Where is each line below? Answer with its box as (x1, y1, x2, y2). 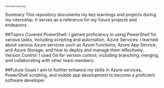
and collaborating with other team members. (5, 58, 95, 63)
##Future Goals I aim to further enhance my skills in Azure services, (5, 67, 142, 73)
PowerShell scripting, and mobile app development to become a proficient (5, 72, 155, 78)
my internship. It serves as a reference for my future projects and (5, 17, 137, 22)
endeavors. (5, 22, 28, 28)
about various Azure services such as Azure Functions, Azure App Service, (5, 42, 157, 47)
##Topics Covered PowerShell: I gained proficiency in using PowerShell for (5, 32, 157, 37)
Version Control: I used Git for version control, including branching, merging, (5, 52, 160, 58)
